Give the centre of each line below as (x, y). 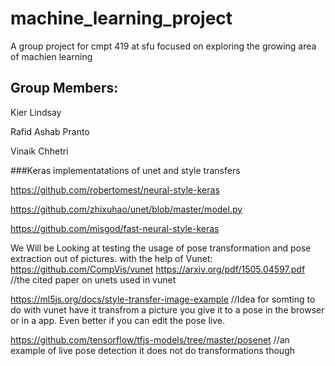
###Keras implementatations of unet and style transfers (125, 170)
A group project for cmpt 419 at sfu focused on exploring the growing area (163, 46)
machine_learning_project (121, 18)
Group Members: (64, 88)
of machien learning (51, 56)
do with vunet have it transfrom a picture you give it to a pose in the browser (167, 309)
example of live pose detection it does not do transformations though (152, 350)
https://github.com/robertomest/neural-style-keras (115, 189)
